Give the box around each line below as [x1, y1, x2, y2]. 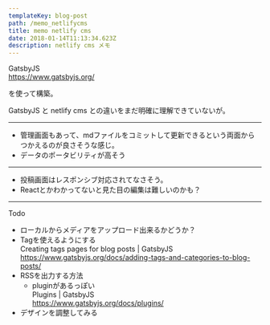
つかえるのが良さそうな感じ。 [19, 140, 119, 150]
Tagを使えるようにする [19, 235, 96, 245]
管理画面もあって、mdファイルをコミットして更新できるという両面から [19, 130, 256, 140]
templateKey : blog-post [8, 11, 88, 20]
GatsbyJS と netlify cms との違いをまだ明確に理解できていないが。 [8, 106, 231, 116]
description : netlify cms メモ [8, 42, 111, 50]
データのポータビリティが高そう [19, 150, 126, 160]
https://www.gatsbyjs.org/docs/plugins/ [31, 299, 165, 308]
